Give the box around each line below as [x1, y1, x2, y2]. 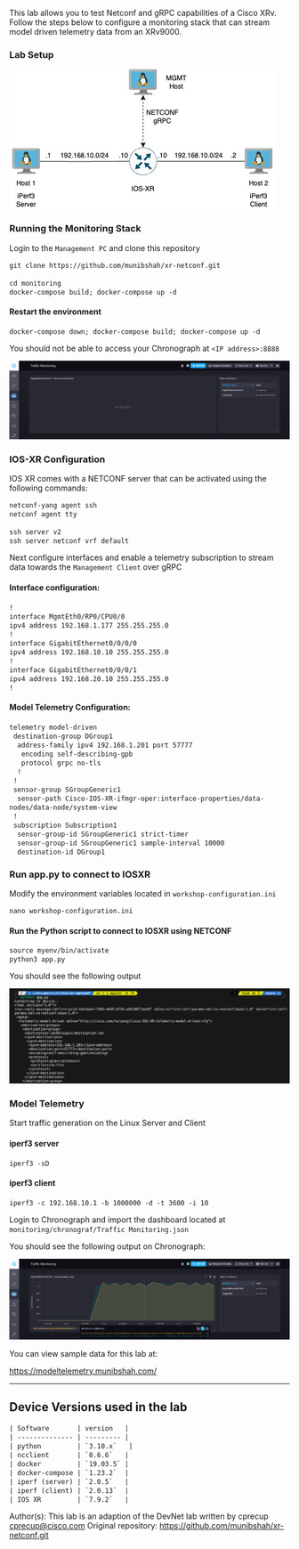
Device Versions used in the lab [9, 1399, 188, 1415]
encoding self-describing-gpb [20, 750, 133, 758]
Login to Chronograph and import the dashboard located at [9, 1214, 226, 1225]
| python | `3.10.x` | [9, 1442, 133, 1451]
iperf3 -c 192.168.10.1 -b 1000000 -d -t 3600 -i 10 [9, 1198, 209, 1207]
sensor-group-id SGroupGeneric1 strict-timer [17, 830, 190, 839]
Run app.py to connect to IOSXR [9, 868, 151, 880]
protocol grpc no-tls [20, 758, 101, 767]
